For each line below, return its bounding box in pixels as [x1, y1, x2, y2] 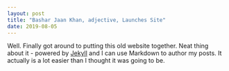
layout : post [7, 10, 45, 17]
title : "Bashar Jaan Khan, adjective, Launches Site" [7, 17, 167, 23]
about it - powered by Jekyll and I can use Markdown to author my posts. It [7, 49, 222, 57]
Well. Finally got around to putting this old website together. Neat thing [7, 42, 209, 50]
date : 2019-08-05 [7, 23, 58, 30]
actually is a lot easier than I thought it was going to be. [7, 57, 165, 65]
